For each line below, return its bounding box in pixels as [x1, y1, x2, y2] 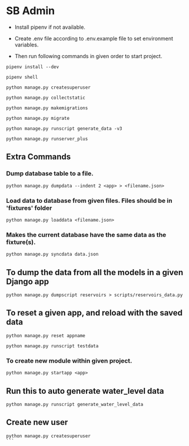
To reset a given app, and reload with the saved [6, 308, 183, 318]
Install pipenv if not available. [14, 24, 85, 31]
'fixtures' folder [6, 204, 52, 212]
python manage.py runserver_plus [6, 136, 88, 142]
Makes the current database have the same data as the [6, 230, 167, 239]
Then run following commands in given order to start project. [14, 52, 163, 59]
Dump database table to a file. [6, 169, 94, 177]
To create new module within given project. [6, 357, 132, 365]
